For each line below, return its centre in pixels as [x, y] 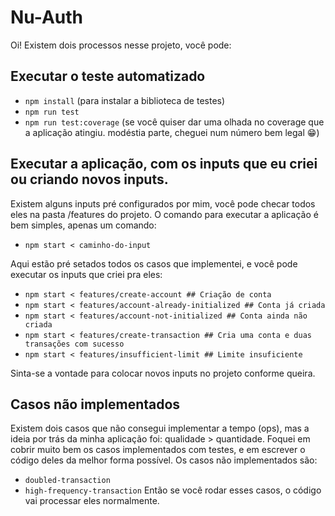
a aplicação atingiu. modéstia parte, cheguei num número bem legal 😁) [172, 132]
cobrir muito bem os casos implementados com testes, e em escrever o [158, 450]
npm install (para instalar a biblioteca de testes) [125, 100]
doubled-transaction [67, 481]
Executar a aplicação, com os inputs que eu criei [164, 164]
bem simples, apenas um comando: [83, 225]
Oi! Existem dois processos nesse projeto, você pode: [121, 45]
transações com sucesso [74, 344]
